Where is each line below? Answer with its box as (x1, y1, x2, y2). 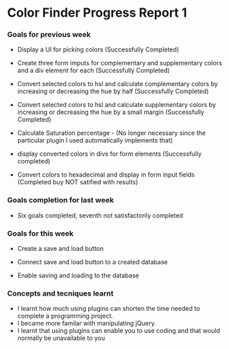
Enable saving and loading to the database (17, 271, 139, 279)
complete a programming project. (17, 311, 113, 320)
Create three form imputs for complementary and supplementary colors (17, 59, 223, 67)
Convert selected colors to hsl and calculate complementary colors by (17, 80, 219, 88)
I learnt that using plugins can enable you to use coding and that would (17, 327, 221, 335)
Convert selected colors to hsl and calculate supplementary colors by (17, 101, 217, 109)
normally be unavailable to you (17, 334, 105, 342)
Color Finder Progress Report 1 (7, 5, 187, 21)
